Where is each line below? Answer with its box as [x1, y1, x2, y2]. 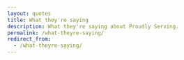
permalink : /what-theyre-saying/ [7, 29, 105, 37]
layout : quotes [7, 10, 52, 17]
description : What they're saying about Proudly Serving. [7, 23, 179, 30]
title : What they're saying [7, 17, 89, 23]
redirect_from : [7, 36, 52, 43]
